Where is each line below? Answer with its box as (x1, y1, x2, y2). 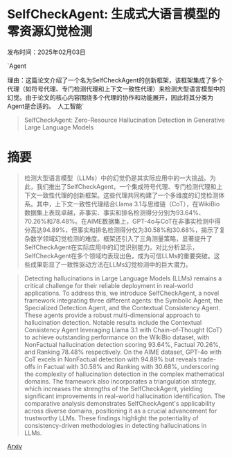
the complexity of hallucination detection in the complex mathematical (24, 370, 224, 378)
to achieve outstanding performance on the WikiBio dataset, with (24, 333, 210, 341)
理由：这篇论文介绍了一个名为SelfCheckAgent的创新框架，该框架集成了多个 (7, 75, 224, 84)
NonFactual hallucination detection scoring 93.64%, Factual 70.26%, (24, 340, 221, 348)
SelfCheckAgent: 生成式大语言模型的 (7, 6, 220, 22)
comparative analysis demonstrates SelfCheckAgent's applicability (24, 399, 216, 407)
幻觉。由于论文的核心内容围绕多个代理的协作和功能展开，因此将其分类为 (7, 93, 213, 101)
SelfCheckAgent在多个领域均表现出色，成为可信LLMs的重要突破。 (24, 251, 214, 260)
